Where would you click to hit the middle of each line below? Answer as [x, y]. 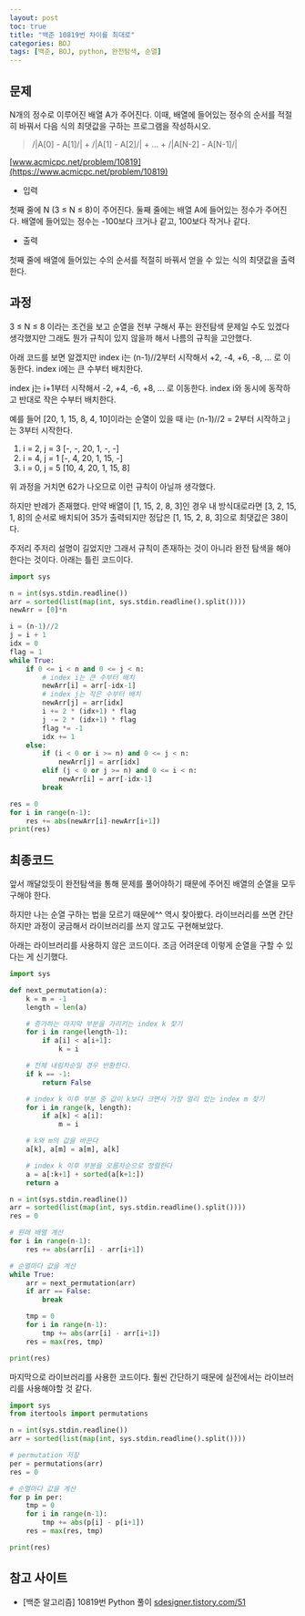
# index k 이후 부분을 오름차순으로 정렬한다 [99, 1166]
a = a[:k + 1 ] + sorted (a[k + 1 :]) [85, 1174]
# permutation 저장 [45, 1456]
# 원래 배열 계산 [36, 1233]
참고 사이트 [39, 1578]
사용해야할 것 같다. [59, 1388]
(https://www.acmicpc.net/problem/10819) [89, 171]
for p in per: [36, 1497]
